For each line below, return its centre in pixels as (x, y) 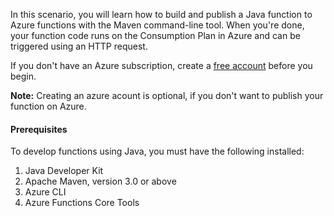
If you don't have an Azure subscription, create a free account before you (161, 65)
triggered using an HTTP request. (79, 46)
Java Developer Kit (64, 171)
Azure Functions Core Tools (82, 203)
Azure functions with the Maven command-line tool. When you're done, (157, 25)
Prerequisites (39, 129)
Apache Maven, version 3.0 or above (100, 181)
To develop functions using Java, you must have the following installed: (157, 151)
